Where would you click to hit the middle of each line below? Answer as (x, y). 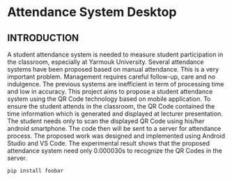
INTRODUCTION (43, 38)
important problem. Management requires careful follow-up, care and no (111, 77)
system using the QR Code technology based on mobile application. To (109, 99)
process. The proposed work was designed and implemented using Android (116, 136)
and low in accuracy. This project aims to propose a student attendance (110, 92)
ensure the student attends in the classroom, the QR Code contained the (111, 106)
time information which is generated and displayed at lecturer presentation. (115, 113)
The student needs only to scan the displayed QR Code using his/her (106, 121)
